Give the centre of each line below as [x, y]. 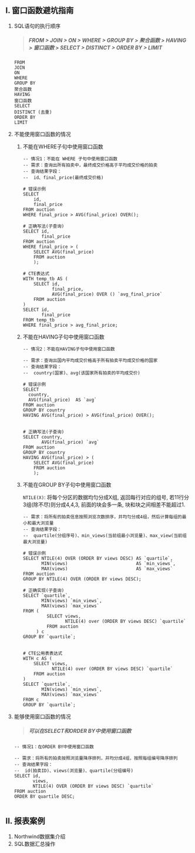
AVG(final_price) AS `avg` [63, 400]
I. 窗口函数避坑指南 [40, 11]
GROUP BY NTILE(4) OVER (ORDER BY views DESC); [82, 579]
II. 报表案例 [25, 821]
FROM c [31, 699]
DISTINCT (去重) [33, 112]
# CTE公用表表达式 [43, 653]
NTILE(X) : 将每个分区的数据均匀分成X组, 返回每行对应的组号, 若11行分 [106, 497]
